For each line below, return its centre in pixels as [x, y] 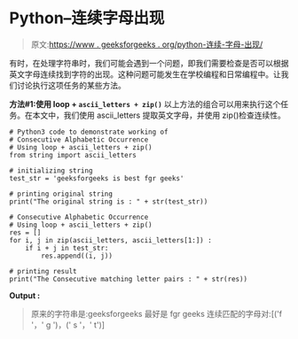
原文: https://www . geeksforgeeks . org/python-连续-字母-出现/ [147, 44]
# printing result [43, 271]
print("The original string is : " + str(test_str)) [109, 201]
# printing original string [61, 194]
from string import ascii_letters [73, 155]
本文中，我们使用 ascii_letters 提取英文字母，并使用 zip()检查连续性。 [159, 115]
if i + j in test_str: [67, 248]
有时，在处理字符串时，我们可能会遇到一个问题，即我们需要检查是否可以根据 [149, 63]
